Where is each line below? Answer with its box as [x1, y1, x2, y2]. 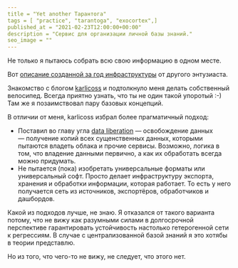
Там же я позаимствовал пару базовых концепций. [7, 99, 164, 107]
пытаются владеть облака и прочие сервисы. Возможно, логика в [17, 141, 219, 150]
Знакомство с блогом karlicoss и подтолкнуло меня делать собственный [7, 84, 230, 92]
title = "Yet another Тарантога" [7, 10, 107, 18]
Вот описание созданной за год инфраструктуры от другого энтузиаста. [7, 70, 228, 79]
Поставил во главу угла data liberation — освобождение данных [17, 127, 214, 135]
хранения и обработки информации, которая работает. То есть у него [17, 179, 232, 188]
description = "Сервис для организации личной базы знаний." [7, 30, 193, 38]
